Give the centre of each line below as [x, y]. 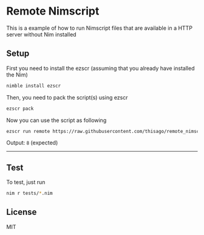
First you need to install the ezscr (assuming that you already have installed [100, 68]
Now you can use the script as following [56, 120]
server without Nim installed [42, 34]
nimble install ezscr [34, 86]
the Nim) [17, 75]
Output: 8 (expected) [32, 143]
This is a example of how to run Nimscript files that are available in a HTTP [100, 28]
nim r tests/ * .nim [29, 193]
